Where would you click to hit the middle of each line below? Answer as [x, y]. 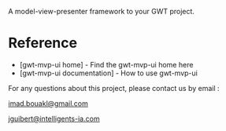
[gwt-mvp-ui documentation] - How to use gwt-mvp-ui [109, 73]
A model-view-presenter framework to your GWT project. [102, 11]
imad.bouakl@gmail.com [48, 103]
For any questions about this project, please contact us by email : [114, 88]
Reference [43, 43]
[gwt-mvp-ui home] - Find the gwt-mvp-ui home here [106, 64]
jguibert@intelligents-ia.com [54, 118]
